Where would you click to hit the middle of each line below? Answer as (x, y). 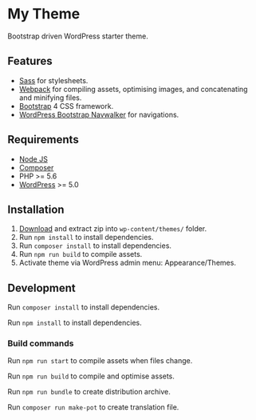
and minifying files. (50, 98)
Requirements (43, 140)
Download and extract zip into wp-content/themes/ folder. (113, 229)
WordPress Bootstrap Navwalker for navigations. (99, 114)
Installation (36, 209)
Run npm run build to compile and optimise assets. (91, 376)
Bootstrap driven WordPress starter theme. (78, 36)
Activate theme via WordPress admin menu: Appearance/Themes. (128, 263)
